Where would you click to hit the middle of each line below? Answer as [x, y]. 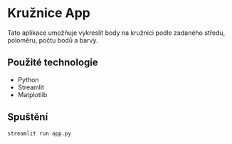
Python [28, 79]
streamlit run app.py [39, 133]
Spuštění [28, 117]
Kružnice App [49, 13]
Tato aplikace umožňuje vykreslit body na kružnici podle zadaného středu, [116, 33]
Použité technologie [53, 63]
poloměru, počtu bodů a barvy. [53, 40]
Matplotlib [32, 94]
